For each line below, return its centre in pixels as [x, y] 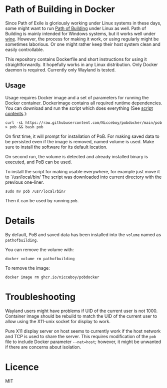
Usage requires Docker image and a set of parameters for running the [77, 97]
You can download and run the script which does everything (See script [79, 108]
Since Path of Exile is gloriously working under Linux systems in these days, [83, 23]
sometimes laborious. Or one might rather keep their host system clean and [83, 44]
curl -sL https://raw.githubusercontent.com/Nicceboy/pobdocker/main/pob [84, 123]
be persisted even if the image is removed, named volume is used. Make [80, 141]
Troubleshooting [40, 297]
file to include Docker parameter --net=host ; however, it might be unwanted [83, 342]
